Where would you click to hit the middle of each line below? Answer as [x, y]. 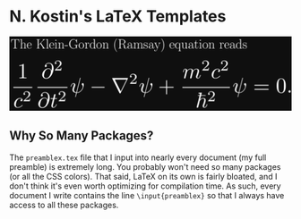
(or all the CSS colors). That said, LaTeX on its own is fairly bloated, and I [143, 176]
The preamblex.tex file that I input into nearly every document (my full [138, 157]
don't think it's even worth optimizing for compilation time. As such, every [145, 186]
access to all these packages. [64, 205]
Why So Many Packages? [82, 136]
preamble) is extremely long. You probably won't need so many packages [145, 166]
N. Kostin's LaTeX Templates [118, 17]
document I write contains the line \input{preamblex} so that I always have [147, 195]
